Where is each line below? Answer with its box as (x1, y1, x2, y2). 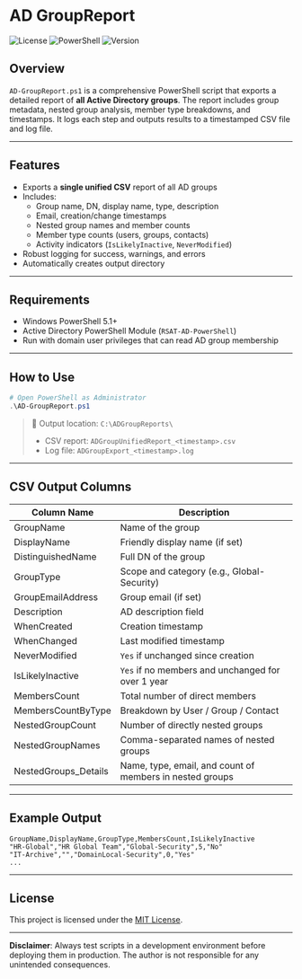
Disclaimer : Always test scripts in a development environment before (9, 940, 266, 951)
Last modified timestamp (120, 634, 225, 647)
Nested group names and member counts (35, 219, 191, 230)
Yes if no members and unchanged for (120, 664, 280, 676)
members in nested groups (120, 770, 234, 782)
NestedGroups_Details (13, 764, 110, 777)
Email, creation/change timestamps (35, 210, 167, 221)
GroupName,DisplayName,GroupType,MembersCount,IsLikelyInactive (9, 834, 255, 843)
